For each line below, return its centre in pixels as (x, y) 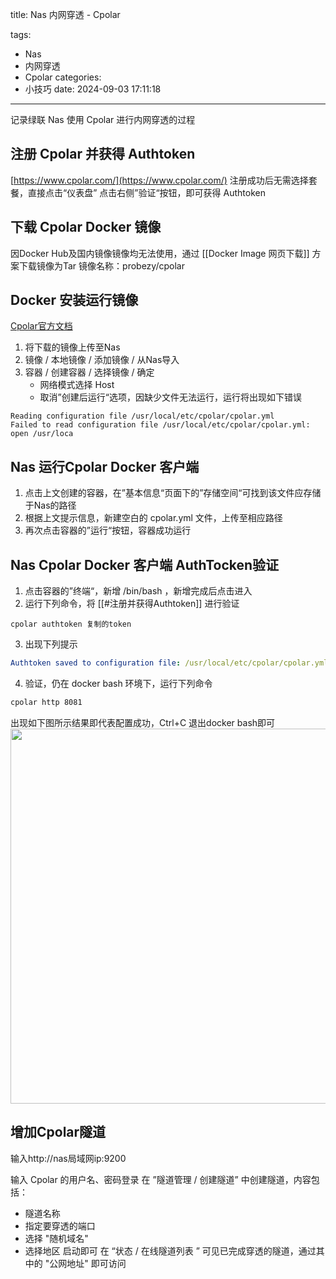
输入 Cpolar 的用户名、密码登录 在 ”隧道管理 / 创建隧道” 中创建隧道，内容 (161, 1179)
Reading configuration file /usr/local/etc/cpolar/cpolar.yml (142, 416)
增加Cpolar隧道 (58, 1132)
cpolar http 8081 (46, 702)
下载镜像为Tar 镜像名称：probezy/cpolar (101, 265)
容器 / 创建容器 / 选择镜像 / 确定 (89, 372)
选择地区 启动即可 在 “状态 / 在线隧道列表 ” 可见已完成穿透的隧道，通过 (170, 1250)
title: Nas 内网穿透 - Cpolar (65, 14)
